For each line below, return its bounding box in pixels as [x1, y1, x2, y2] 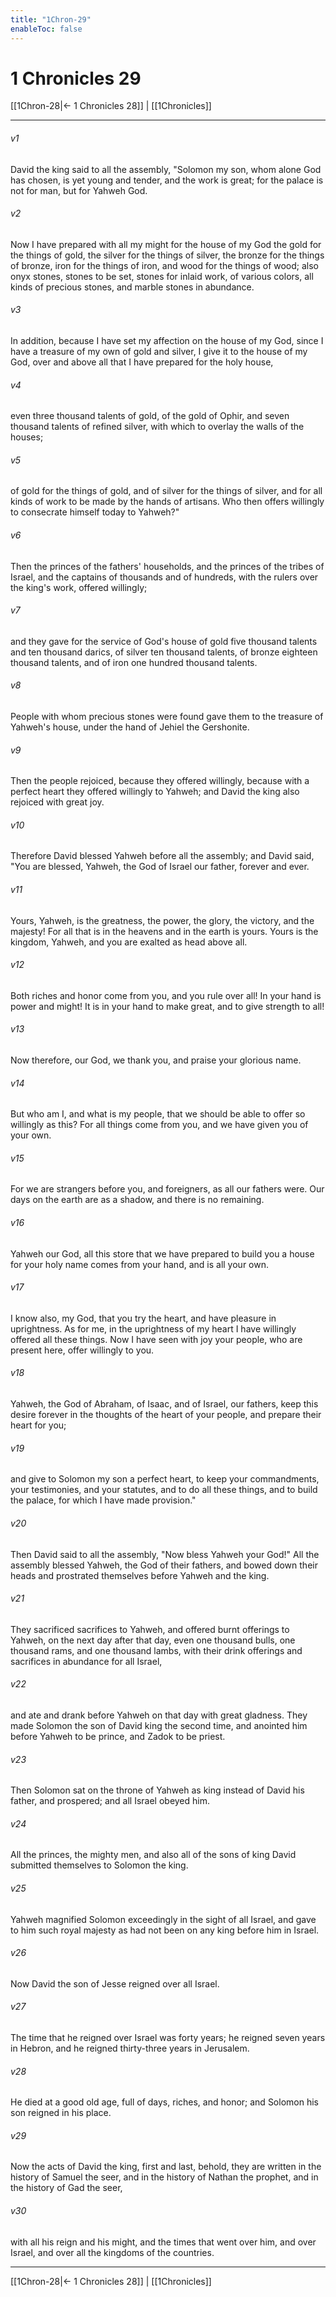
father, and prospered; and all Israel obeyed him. [10, 1795, 210, 1807]
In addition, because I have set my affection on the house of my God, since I [10, 335, 324, 347]
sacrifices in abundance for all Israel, [10, 1655, 163, 1667]
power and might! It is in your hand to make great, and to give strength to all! [10, 1000, 325, 1012]
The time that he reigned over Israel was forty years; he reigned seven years [10, 2031, 326, 2043]
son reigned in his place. [10, 2107, 112, 2119]
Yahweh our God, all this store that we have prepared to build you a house [10, 1247, 315, 1260]
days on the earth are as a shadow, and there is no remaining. [10, 1194, 265, 1206]
